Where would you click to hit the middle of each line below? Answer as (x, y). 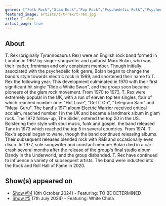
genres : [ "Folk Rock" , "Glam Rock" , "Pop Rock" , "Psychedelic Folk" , (75, 10)
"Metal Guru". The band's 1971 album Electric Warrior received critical (76, 108)
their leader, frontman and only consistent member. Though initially (73, 66)
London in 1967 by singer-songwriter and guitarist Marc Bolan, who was (78, 61)
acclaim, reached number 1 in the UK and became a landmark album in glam (83, 113)
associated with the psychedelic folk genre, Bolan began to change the (77, 71)
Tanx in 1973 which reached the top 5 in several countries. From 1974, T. (79, 129)
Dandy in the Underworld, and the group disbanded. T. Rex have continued (82, 155)
